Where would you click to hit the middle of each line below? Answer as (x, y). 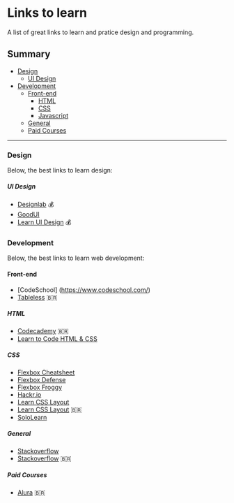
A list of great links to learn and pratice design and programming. (101, 32)
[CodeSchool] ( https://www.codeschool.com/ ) (84, 290)
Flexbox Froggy (40, 387)
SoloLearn (32, 418)
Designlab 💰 (36, 205)
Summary (29, 54)
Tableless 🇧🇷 (37, 297)
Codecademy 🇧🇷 (43, 331)
